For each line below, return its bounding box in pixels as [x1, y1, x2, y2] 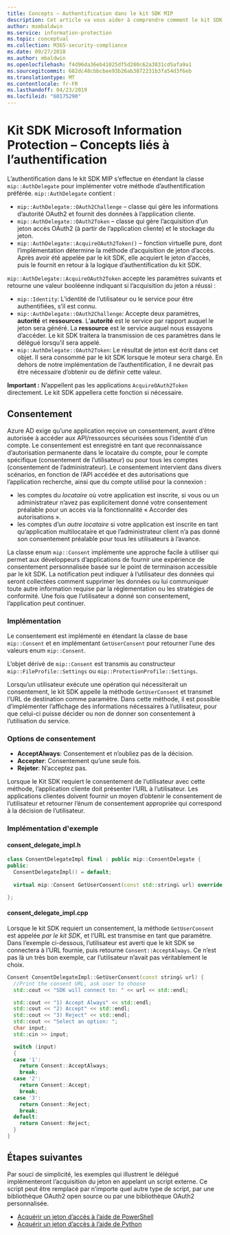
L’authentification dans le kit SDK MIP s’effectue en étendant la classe [7, 174, 205, 183]
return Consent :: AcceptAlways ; [19, 1063, 109, 1069]
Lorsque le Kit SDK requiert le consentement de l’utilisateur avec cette [7, 778, 206, 786]
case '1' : [13, 1056, 41, 1063]
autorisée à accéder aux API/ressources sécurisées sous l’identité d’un [7, 433, 208, 442]
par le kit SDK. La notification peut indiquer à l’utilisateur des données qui [7, 569, 215, 578]
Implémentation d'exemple [7, 824, 99, 833]
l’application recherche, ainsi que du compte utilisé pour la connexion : [7, 477, 207, 486]
